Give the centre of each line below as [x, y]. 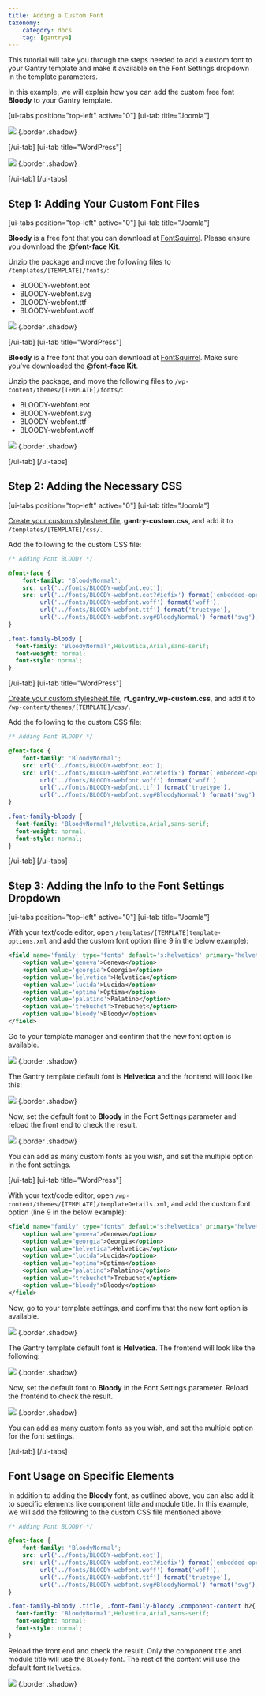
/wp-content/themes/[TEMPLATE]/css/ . [69, 707]
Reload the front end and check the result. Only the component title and [125, 1650]
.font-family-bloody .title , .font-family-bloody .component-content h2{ [132, 1606]
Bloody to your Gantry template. [60, 100]
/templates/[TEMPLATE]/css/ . [55, 529]
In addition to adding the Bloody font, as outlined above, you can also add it [131, 1495]
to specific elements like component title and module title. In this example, [129, 1503]
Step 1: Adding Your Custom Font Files [104, 203]
